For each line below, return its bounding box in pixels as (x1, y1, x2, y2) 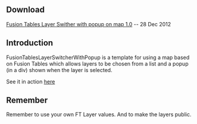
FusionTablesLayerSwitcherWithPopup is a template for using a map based (6, 54, 190, 61)
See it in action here (6, 77, 55, 85)
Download (6, 5, 45, 15)
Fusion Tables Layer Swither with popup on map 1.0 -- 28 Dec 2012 (6, 20, 171, 27)
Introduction (6, 38, 54, 48)
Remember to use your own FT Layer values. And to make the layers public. (6, 111, 192, 118)
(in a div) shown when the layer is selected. (6, 66, 112, 73)
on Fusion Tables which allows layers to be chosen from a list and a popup (6, 60, 189, 67)
